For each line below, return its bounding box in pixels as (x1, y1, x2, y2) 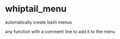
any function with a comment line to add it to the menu (5, 28, 115, 34)
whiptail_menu (5, 3, 67, 14)
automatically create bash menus (5, 19, 72, 25)
